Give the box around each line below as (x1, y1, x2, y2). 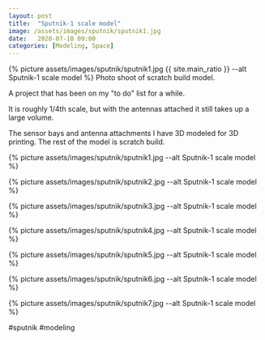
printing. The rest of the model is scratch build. (8, 137, 165, 147)
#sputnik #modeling (8, 323, 75, 333)
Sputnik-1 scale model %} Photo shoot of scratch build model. (8, 73, 216, 83)
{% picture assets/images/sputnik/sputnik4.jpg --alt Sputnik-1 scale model (8, 226, 257, 236)
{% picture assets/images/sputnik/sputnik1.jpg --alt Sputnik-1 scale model (8, 153, 256, 163)
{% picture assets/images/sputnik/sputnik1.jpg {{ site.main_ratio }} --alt (8, 64, 247, 74)
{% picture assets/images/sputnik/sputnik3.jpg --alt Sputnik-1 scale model (8, 202, 257, 211)
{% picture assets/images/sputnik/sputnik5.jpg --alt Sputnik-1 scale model (8, 250, 257, 260)
